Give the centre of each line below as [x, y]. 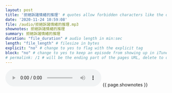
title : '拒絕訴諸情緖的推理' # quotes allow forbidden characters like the [84, 15]
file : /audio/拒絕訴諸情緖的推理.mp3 [42, 24]
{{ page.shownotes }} [125, 85]
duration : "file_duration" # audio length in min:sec [64, 39]
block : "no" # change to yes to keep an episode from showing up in [80, 53]
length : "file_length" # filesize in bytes [52, 43]
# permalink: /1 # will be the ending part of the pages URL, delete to [84, 57]
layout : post [19, 10]
